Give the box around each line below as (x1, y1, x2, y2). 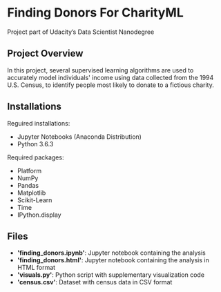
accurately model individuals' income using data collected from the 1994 (7, 73, 214, 81)
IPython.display (17, 211, 61, 219)
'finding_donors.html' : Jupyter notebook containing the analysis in (17, 256, 209, 264)
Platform (17, 166, 42, 175)
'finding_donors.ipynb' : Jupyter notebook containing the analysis (17, 249, 206, 257)
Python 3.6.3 (17, 139, 54, 148)
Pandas (17, 181, 39, 189)
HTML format (17, 264, 56, 272)
